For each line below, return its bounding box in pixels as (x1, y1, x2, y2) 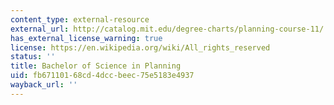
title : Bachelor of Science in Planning (10, 61, 182, 71)
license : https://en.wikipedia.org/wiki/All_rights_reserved (10, 42, 271, 53)
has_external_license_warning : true (10, 33, 163, 43)
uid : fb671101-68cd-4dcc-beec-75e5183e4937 (10, 71, 195, 81)
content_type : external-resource (10, 14, 150, 25)
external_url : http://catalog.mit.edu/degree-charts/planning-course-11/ (10, 24, 325, 34)
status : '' (10, 52, 56, 62)
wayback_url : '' (10, 80, 78, 90)
